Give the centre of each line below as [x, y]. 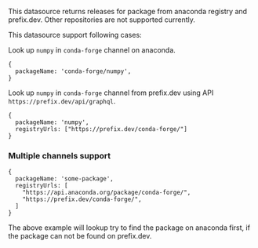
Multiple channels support [60, 155]
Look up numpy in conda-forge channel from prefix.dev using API [111, 93]
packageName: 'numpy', [52, 122]
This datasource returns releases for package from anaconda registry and [128, 11]
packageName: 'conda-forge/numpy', [73, 71]
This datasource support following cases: [75, 35]
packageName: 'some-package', [64, 179]
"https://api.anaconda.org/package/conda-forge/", [107, 193]
